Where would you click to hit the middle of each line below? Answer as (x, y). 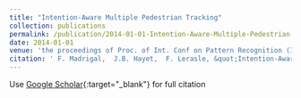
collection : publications (57, 26)
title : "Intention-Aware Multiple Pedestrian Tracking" (116, 17)
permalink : (30, 34)
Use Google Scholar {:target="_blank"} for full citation (107, 84)
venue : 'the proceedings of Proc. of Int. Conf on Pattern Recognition (146, 51)
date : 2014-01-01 (42, 42)
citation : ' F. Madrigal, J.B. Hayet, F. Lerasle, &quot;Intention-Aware (154, 59)
